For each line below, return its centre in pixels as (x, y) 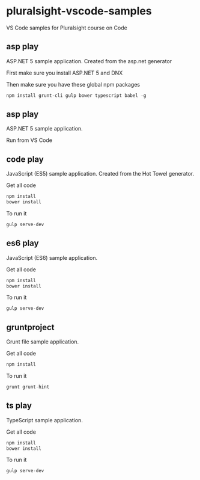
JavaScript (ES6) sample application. (52, 257)
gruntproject (31, 327)
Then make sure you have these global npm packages (73, 84)
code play (25, 159)
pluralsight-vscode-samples (79, 11)
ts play (19, 406)
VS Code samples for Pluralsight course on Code (67, 28)
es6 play (23, 243)
